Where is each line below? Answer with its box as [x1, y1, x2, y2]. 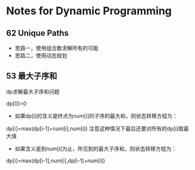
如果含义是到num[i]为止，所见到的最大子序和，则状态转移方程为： [14, 145, 177, 152]
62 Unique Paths [6, 28, 69, 38]
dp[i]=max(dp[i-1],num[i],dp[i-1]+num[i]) [6, 157, 105, 164]
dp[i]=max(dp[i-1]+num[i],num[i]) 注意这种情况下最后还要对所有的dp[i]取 [6, 125, 184, 132]
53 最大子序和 [6, 71, 58, 81]
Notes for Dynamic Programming [6, 4, 172, 18]
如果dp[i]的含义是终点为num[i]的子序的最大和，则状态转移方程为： [14, 112, 178, 119]
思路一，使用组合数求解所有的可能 [14, 45, 99, 51]
